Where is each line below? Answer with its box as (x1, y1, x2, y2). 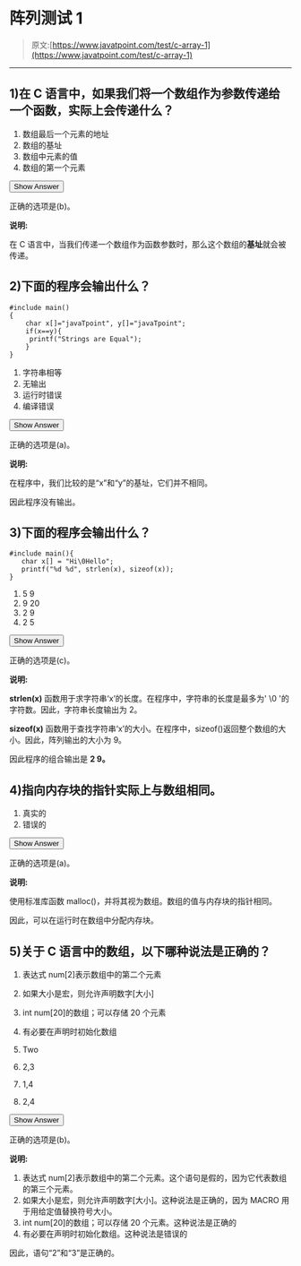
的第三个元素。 (21, 1184, 78, 1194)
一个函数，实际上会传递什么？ (9, 103, 175, 118)
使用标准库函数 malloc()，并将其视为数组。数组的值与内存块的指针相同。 (9, 896, 278, 907)
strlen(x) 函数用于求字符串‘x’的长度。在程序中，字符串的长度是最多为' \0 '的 (9, 693, 289, 704)
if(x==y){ (25, 326, 63, 336)
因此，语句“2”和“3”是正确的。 (9, 1247, 119, 1258)
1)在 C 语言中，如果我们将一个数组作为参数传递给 (9, 86, 280, 101)
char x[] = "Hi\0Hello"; (21, 557, 115, 566)
